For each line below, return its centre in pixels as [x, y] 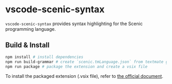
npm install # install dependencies [44, 57]
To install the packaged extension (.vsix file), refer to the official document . [84, 76]
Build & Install [27, 45]
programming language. [31, 29]
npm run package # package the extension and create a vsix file [76, 67]
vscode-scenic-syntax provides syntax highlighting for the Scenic [74, 24]
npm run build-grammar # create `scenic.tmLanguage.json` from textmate [84, 62]
